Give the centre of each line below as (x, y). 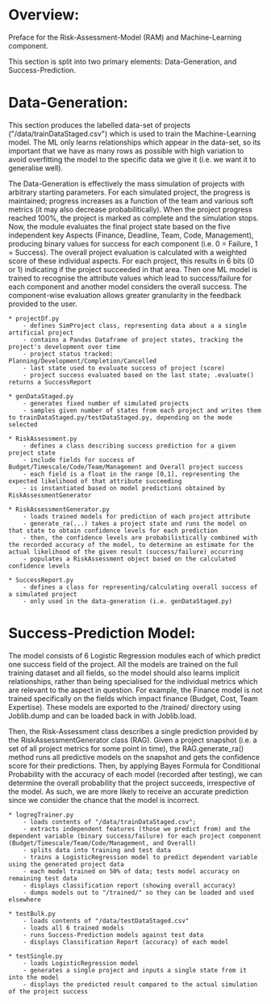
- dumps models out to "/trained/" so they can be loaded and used (138, 893)
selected (23, 424)
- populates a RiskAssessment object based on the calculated (129, 559)
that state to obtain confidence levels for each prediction (113, 531)
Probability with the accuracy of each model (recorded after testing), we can (135, 774)
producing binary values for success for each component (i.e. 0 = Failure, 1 (133, 243)
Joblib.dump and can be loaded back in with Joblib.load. (102, 716)
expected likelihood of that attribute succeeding (95, 481)
